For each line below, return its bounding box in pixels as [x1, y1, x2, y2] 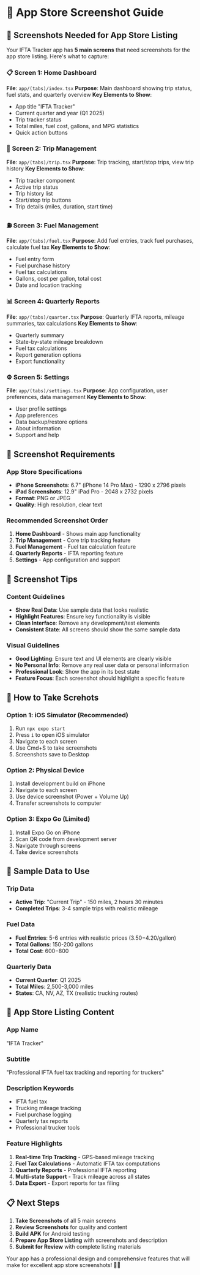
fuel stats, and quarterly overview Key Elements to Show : [6, 91, 152, 99]
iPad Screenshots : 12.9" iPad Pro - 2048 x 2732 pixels [15, 488, 154, 495]
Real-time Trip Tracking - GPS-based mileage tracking [15, 1153, 155, 1160]
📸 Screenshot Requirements [6, 449, 116, 459]
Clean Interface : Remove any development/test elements [15, 619, 160, 627]
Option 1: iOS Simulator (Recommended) [6, 710, 128, 719]
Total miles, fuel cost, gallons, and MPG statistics [15, 123, 139, 130]
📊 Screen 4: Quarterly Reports [6, 297, 100, 305]
